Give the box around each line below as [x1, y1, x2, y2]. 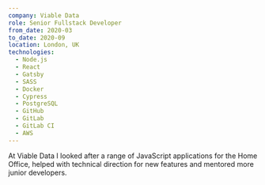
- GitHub [15, 108, 44, 115]
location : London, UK [8, 41, 80, 49]
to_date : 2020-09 [8, 33, 66, 42]
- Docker [15, 85, 44, 93]
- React [15, 63, 41, 71]
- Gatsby [15, 70, 44, 78]
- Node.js [15, 56, 47, 64]
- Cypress [15, 92, 47, 100]
